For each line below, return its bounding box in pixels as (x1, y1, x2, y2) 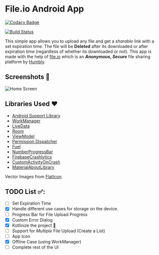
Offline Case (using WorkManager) (12, 239, 82, 244)
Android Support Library (12, 112, 60, 118)
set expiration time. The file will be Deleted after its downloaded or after (5, 43, 148, 49)
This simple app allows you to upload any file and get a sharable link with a (5, 38, 155, 44)
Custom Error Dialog (12, 217, 53, 223)
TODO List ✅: (5, 188, 45, 196)
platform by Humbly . (5, 59, 46, 64)
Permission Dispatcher (12, 138, 58, 144)
